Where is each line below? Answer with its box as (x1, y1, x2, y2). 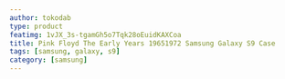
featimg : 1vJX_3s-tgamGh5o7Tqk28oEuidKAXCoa (9, 30, 182, 39)
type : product (9, 22, 64, 31)
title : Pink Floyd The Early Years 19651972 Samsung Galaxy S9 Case (9, 38, 276, 48)
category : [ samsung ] (9, 55, 89, 64)
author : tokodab (9, 13, 71, 23)
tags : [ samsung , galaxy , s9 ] (9, 47, 121, 56)
